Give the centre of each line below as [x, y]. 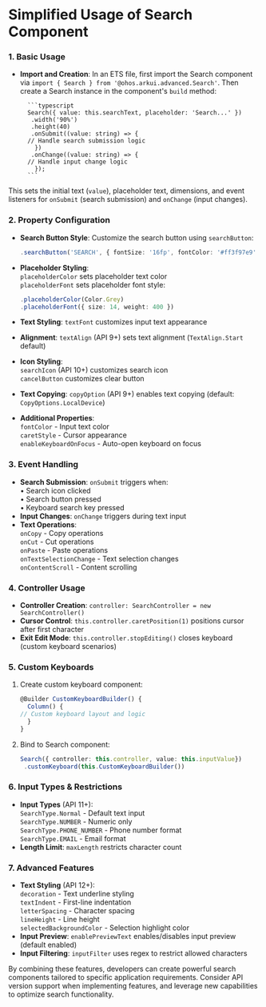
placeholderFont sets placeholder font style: [93, 284]
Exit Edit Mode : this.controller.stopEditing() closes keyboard [126, 638]
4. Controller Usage [47, 588]
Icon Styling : [41, 361]
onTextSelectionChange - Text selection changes [99, 558]
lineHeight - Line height [60, 920]
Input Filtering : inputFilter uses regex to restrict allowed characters [133, 953]
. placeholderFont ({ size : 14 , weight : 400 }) [97, 307]
